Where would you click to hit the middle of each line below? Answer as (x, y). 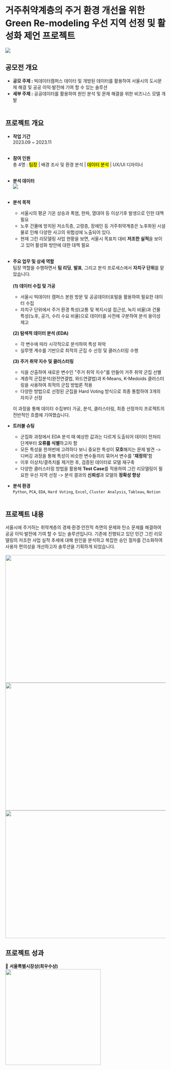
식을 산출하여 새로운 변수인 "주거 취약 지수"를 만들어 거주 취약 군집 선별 (91, 372)
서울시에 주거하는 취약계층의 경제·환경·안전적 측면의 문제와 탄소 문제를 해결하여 (83, 527)
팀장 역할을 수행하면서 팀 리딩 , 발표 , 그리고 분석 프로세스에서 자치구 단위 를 (86, 267)
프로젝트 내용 (25, 514)
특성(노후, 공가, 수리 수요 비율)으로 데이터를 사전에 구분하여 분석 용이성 (90, 316)
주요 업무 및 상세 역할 (33, 261)
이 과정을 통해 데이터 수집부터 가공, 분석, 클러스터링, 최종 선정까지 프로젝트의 (89, 408)
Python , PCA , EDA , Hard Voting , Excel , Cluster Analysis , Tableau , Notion (87, 492)
